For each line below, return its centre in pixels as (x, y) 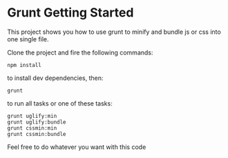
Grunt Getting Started (70, 13)
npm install (24, 65)
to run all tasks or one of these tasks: (60, 103)
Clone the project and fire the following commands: (80, 52)
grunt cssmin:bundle (37, 134)
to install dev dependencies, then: (55, 78)
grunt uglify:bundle (37, 122)
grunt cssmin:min (32, 128)
